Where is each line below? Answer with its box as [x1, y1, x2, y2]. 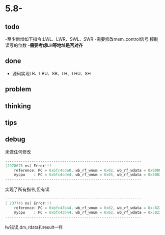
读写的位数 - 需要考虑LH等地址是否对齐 [5, 42, 83, 48]
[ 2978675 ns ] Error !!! [5, 163, 52, 168]
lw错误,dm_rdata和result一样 [5, 224, 63, 230]
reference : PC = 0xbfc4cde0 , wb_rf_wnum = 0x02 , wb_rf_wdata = [14, 168, 146, 173]
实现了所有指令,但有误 [5, 186, 50, 192]
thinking [5, 102, 31, 110]
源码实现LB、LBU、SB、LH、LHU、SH [12, 70, 91, 76]
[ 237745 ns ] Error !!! [5, 201, 52, 206]
